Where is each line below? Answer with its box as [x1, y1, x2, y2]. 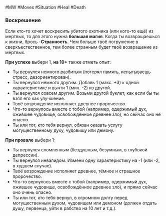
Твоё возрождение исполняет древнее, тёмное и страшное [12, 168, 140, 174]
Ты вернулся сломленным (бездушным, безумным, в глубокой [12, 147, 147, 153]
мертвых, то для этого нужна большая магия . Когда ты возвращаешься [5, 34, 160, 40]
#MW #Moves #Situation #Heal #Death [5, 5, 86, 10]
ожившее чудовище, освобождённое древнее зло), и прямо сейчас [12, 184, 158, 190]
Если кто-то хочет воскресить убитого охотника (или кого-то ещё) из [5, 28, 154, 34]
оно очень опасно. [12, 189, 52, 195]
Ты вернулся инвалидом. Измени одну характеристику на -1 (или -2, [12, 157, 160, 163]
